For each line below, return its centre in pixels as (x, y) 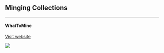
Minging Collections (36, 8)
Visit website (18, 37)
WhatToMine (18, 26)
